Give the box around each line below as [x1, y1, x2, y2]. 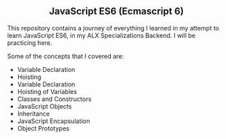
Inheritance [17, 109, 51, 118]
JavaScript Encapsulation [17, 117, 90, 125]
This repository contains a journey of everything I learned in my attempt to [7, 24, 220, 32]
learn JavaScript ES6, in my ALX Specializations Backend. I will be [7, 31, 196, 39]
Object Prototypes [17, 124, 70, 132]
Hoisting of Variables [17, 87, 78, 95]
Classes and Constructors [17, 95, 92, 103]
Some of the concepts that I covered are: [7, 52, 124, 60]
